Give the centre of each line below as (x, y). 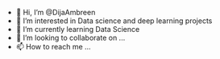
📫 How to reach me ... (53, 47)
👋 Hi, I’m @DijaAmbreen (56, 12)
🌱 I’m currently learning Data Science (78, 29)
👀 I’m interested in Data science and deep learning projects (114, 21)
